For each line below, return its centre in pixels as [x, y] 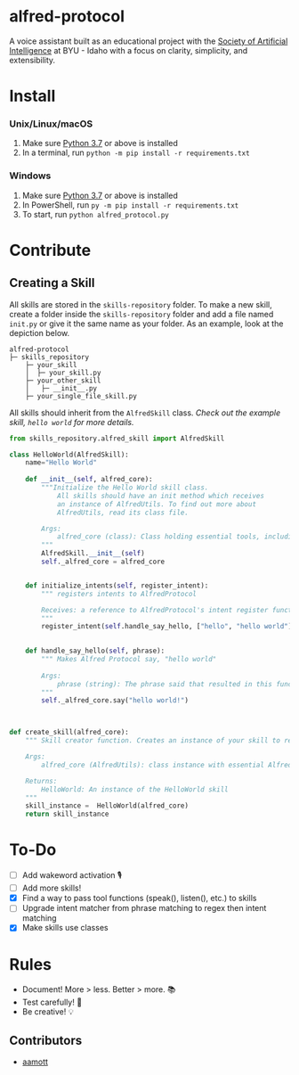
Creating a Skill [52, 283]
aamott [35, 1062]
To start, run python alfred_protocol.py [95, 214]
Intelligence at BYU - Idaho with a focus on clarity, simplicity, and [129, 50]
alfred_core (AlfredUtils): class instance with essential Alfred [167, 765]
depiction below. [39, 332]
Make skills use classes [65, 928]
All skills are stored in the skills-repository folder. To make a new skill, [141, 304]
